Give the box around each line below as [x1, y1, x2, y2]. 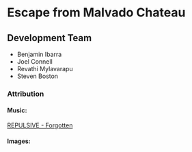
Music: [7, 106, 27, 114]
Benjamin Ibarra [16, 50, 62, 58]
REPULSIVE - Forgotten [7, 121, 73, 129]
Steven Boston [16, 72, 59, 80]
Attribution [7, 89, 44, 99]
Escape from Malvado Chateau [7, 5, 186, 21]
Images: [7, 137, 31, 145]
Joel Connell [16, 58, 53, 66]
